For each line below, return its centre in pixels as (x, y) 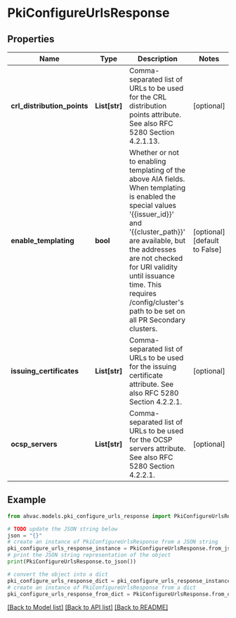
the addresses (153, 249)
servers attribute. (157, 449)
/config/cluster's (156, 302)
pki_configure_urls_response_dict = (61, 581)
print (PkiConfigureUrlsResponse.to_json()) (72, 562)
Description (158, 59)
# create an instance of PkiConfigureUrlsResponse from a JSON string (113, 542)
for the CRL (148, 97)
